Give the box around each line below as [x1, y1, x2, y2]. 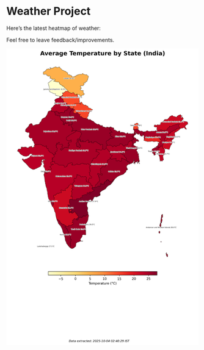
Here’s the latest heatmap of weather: [6, 24, 101, 32]
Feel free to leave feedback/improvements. [6, 36, 115, 43]
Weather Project [6, 4, 91, 18]
